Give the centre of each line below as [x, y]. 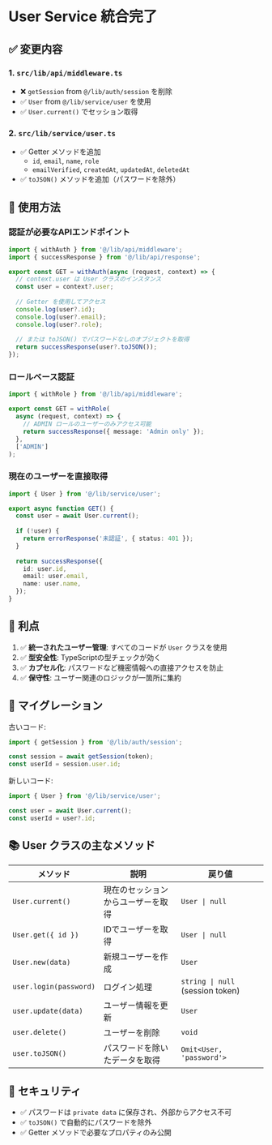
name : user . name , [52, 584]
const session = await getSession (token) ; [81, 757]
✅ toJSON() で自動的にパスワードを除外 [86, 1122]
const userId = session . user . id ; [65, 764]
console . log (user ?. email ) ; [61, 317]
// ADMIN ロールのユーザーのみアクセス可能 [87, 424]
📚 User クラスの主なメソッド [82, 845]
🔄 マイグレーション [55, 706]
